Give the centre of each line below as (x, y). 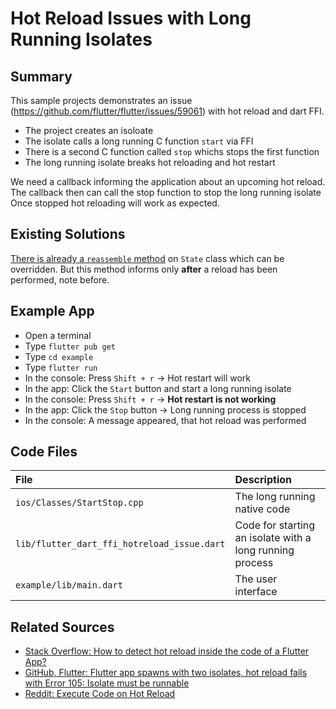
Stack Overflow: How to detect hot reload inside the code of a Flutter (167, 651)
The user (256, 579)
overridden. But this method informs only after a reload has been (144, 269)
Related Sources (62, 627)
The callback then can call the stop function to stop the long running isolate (166, 192)
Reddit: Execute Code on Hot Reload (100, 694)
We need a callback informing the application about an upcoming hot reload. (168, 181)
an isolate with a (273, 538)
